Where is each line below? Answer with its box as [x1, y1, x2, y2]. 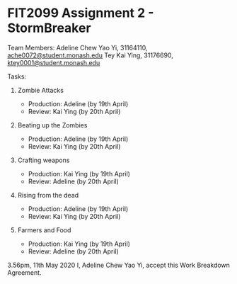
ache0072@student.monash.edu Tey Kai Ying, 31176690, [7, 51, 173, 59]
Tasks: [7, 72, 27, 81]
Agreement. [7, 268, 42, 277]
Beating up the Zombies [17, 120, 88, 129]
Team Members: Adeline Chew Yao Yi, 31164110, [7, 43, 148, 52]
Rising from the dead [17, 191, 79, 199]
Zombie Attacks [17, 86, 64, 94]
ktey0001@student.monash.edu [7, 58, 100, 67]
